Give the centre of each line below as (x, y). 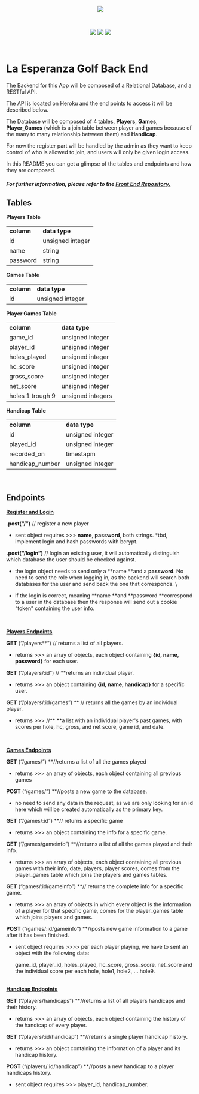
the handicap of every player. (51, 1025)
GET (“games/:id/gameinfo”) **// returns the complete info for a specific (95, 886)
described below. (27, 109)
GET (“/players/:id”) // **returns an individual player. (70, 673)
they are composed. (31, 170)
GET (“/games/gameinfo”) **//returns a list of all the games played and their (99, 844)
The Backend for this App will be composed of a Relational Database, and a (99, 85)
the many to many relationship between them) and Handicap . (82, 134)
